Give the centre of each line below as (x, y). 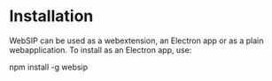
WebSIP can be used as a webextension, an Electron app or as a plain (136, 40)
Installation (51, 16)
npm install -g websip (49, 67)
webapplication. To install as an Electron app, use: (101, 49)
